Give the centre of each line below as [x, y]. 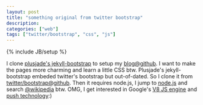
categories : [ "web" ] [33, 29]
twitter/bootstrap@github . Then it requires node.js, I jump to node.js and [97, 83]
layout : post [23, 12]
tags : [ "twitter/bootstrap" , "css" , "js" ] [61, 35]
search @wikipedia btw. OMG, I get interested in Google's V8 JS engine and [102, 89]
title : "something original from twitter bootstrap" [75, 18]
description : [23, 23]
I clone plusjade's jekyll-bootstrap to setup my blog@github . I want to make [101, 64]
